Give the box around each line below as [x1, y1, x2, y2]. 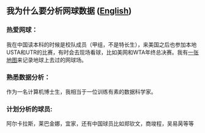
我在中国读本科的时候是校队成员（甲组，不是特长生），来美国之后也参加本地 [6, 40, 197, 48]
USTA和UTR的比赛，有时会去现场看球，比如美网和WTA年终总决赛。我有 [6, 48, 188, 56]
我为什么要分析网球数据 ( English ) [6, 6, 132, 17]
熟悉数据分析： [6, 73, 51, 82]
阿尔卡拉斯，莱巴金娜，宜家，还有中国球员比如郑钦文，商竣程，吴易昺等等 [6, 120, 194, 127]
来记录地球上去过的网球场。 [17, 56, 87, 63]
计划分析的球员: [6, 105, 53, 113]
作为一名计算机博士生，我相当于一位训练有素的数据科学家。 [6, 88, 157, 95]
